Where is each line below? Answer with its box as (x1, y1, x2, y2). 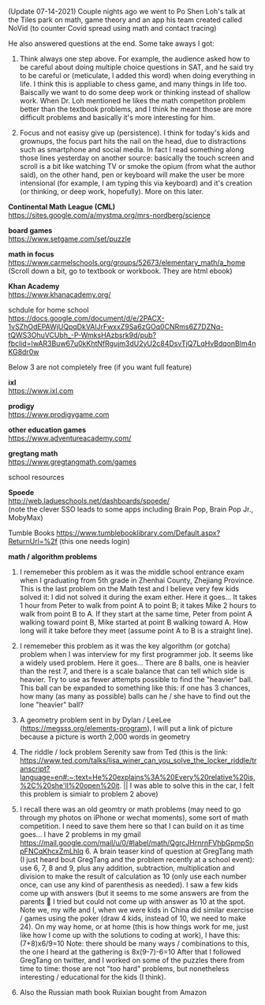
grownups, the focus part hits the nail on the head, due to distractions (19, 137, 247, 145)
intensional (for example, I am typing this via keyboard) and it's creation (19, 178, 252, 188)
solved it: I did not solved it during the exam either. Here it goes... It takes (19, 592, 258, 602)
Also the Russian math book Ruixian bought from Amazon (19, 988, 207, 997)
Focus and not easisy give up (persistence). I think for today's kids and (19, 128, 250, 137)
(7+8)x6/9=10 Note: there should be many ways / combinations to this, (19, 939, 250, 948)
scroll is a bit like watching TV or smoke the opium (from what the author (19, 162, 256, 171)
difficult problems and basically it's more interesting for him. (19, 113, 215, 122)
